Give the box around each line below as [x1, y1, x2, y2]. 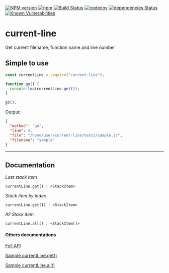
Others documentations [5, 232, 56, 238]
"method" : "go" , [10, 123, 44, 128]
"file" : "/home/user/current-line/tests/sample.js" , [10, 132, 123, 138]
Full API [5, 243, 21, 249]
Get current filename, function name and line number [5, 44, 115, 50]
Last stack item [5, 174, 37, 180]
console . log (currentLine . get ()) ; [10, 86, 80, 91]
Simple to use [5, 59, 49, 67]
